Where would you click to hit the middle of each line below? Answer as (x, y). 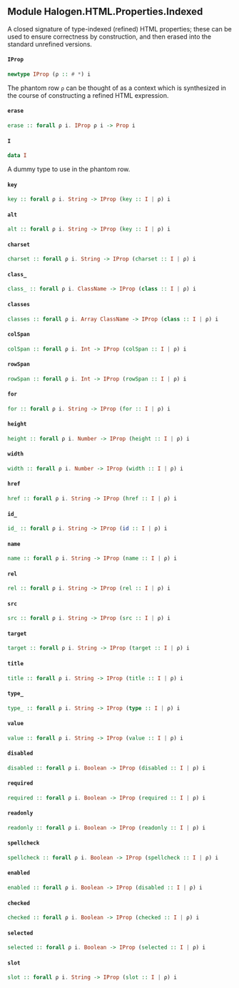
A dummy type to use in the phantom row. (69, 169)
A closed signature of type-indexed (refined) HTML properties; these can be (119, 29)
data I (17, 156)
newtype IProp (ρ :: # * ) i (49, 74)
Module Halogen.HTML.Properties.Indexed (105, 12)
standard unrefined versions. (50, 44)
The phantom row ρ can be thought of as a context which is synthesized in (117, 88)
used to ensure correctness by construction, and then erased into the (110, 36)
